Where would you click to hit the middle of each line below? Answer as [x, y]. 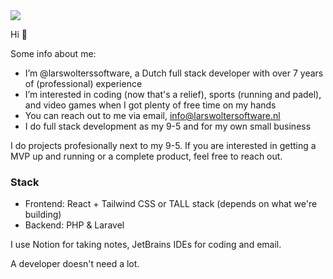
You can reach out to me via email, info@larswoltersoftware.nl [152, 115]
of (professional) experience [83, 83]
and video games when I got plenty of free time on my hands [150, 105]
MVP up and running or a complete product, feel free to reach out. [146, 156]
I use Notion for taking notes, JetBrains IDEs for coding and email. [146, 245]
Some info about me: [53, 53]
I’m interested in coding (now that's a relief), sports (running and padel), [173, 94]
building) [43, 215]
